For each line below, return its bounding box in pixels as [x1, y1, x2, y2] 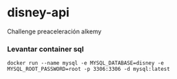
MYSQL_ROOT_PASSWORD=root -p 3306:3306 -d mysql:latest [7, 66, 170, 73]
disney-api [7, 5, 70, 20]
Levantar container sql [7, 44, 84, 54]
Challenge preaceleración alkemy [7, 27, 102, 35]
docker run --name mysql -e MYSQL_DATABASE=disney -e [7, 60, 165, 67]
